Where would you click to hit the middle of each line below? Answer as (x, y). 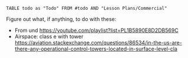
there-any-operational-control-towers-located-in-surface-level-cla (96, 49)
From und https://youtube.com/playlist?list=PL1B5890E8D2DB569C (96, 30)
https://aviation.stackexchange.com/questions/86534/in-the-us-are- (98, 43)
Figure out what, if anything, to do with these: (61, 19)
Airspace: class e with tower (49, 37)
